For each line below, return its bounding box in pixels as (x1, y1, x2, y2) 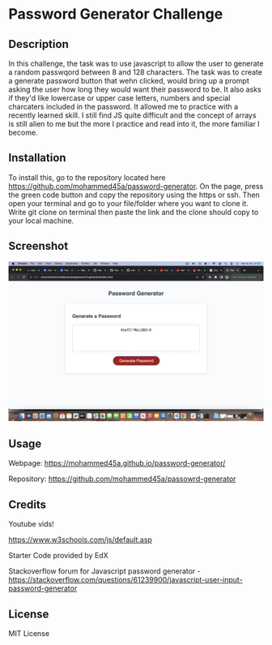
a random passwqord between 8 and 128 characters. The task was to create (8, 67, 263, 77)
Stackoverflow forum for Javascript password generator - (8, 566, 201, 576)
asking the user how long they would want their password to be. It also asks (8, 84, 261, 94)
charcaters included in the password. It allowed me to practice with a (8, 102, 239, 111)
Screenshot (8, 239, 69, 253)
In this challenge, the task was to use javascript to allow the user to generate (8, 58, 264, 68)
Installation (8, 151, 66, 165)
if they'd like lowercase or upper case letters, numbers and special (8, 93, 231, 102)
